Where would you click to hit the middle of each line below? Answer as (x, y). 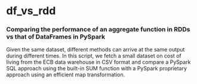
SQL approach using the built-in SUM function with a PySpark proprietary (96, 69)
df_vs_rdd (31, 11)
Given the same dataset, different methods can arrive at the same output (96, 50)
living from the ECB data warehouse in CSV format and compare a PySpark (98, 62)
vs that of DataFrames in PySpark (56, 37)
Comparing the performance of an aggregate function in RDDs (98, 30)
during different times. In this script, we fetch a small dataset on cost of (94, 56)
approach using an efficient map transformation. (66, 75)
